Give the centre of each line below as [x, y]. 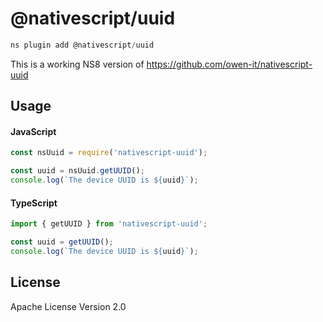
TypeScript [34, 203]
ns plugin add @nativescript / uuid [82, 45]
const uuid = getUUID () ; [62, 242]
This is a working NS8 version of [77, 64]
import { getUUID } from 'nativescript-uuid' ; [109, 224]
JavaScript [33, 131]
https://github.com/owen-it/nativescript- [229, 64]
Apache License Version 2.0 [68, 306]
